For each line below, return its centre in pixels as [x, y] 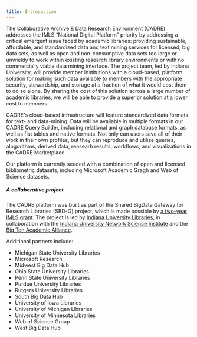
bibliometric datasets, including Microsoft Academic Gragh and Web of [92, 170]
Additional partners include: [40, 241]
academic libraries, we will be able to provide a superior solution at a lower [97, 97]
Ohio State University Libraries [52, 271]
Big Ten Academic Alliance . [39, 230]
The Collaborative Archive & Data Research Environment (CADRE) [86, 28]
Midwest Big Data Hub [42, 265]
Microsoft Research [39, 259]
